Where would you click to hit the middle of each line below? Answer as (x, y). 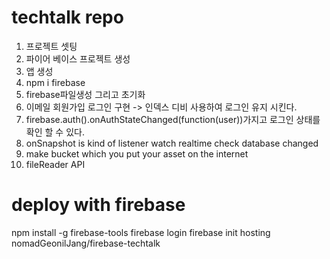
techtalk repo (67, 17)
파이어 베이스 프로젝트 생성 (78, 58)
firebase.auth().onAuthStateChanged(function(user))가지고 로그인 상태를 (173, 119)
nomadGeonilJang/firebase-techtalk (86, 243)
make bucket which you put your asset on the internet (137, 153)
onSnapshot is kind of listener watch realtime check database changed (172, 143)
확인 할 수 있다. (55, 132)
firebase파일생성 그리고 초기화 (85, 94)
